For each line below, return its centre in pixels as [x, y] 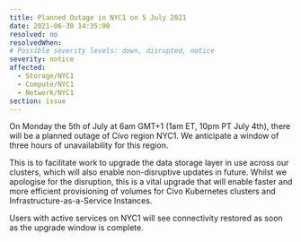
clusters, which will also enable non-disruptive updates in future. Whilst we [148, 172]
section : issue [38, 101]
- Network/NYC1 [46, 92]
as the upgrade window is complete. [76, 228]
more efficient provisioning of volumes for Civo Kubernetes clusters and [142, 191]
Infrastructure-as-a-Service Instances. [81, 201]
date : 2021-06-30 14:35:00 [60, 26]
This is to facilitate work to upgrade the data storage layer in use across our [149, 163]
